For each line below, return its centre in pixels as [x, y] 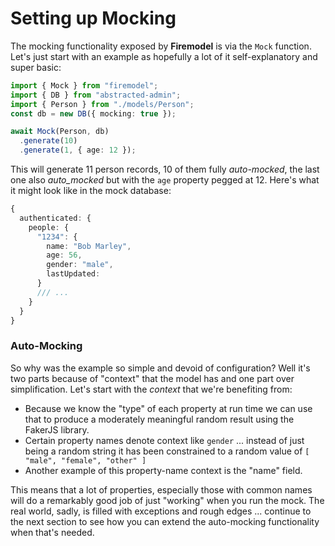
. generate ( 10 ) [48, 141]
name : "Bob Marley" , [89, 246]
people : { [49, 227]
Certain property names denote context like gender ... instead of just [164, 440]
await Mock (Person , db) [60, 132]
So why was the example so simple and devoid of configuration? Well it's [160, 368]
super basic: [36, 67]
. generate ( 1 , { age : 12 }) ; [78, 150]
